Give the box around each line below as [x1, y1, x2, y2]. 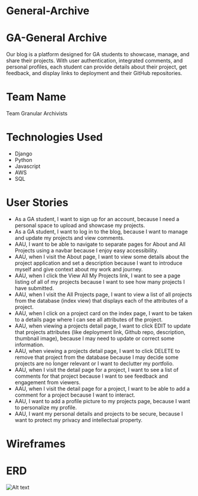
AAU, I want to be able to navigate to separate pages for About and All [14, 241, 186, 248]
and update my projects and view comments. [14, 234, 125, 241]
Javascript [14, 163, 41, 170]
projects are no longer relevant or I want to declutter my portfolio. [14, 359, 174, 367]
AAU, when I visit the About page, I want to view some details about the [14, 253, 189, 260]
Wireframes [6, 437, 66, 450]
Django [14, 150, 33, 157]
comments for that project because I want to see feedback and [14, 372, 168, 380]
